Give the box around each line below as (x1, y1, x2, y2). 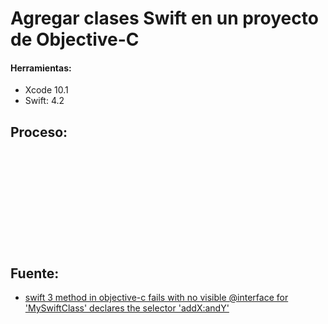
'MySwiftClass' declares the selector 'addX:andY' (24, 302, 230, 314)
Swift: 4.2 (24, 95, 65, 107)
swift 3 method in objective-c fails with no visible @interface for (24, 292, 289, 304)
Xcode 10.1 (24, 84, 69, 96)
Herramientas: (10, 62, 72, 74)
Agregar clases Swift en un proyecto (10, 7, 319, 30)
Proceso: (10, 123, 68, 141)
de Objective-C (10, 28, 140, 51)
